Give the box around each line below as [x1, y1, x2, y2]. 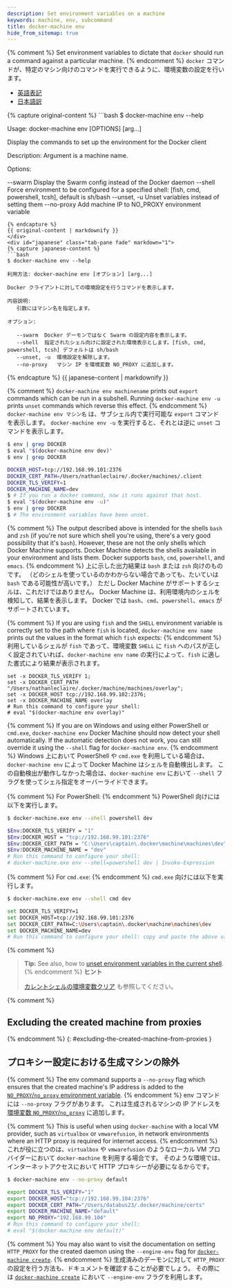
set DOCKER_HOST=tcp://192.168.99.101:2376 [7, 914, 135, 921]
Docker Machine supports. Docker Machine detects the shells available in [7, 546, 216, 554]
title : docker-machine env [7, 23, 85, 30]
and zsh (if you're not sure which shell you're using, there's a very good [7, 531, 211, 539]
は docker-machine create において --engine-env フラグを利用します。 [7, 1272, 206, 1281]
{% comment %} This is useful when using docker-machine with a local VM [7, 1122, 219, 1130]
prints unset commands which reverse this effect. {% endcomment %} [7, 402, 207, 410]
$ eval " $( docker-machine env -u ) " [7, 499, 110, 506]
